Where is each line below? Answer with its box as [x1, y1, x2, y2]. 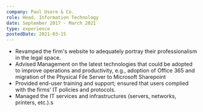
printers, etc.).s [15, 99, 53, 106]
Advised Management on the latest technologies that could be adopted [15, 61, 193, 68]
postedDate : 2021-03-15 [6, 31, 67, 37]
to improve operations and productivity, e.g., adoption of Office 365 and [15, 67, 195, 74]
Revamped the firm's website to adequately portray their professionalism [15, 48, 198, 55]
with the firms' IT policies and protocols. [15, 86, 116, 93]
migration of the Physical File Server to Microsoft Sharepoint [15, 73, 166, 81]
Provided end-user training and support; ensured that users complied [15, 79, 189, 87]
